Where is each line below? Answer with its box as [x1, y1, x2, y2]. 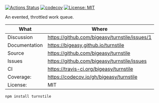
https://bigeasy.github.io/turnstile [47, 42, 125, 48]
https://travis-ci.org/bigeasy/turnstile [47, 66, 134, 72]
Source [7, 50, 24, 56]
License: [7, 82, 27, 88]
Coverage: [7, 74, 32, 80]
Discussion [7, 34, 33, 41]
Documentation [7, 42, 43, 48]
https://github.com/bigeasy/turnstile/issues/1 [47, 34, 152, 41]
